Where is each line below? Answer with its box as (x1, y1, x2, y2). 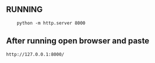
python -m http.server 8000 (17, 20, 85, 26)
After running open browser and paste (6, 36, 150, 46)
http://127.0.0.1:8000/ (6, 51, 65, 57)
